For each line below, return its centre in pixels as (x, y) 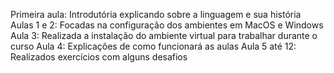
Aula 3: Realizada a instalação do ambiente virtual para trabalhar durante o (164, 35)
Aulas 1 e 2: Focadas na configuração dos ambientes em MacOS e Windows (167, 25)
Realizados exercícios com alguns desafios (99, 57)
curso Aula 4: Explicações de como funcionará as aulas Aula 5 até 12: (153, 46)
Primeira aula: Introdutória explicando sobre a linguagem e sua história (156, 14)
